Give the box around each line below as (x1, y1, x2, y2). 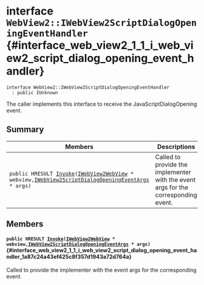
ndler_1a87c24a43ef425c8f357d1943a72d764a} (6, 253, 132, 260)
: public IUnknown (12, 89, 59, 95)
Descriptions (157, 142, 195, 151)
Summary (6, 125, 44, 135)
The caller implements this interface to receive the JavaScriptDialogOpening (6, 100, 197, 108)
